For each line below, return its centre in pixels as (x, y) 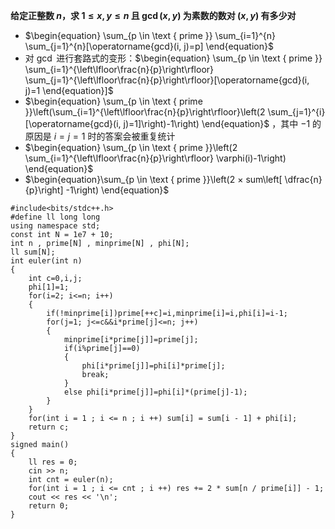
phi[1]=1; (49, 287)
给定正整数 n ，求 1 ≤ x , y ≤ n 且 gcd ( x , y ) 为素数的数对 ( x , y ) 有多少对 (153, 15)
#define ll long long (55, 217)
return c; (49, 427)
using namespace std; (55, 226)
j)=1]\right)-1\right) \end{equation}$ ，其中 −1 (217, 123)
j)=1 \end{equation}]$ (69, 90)
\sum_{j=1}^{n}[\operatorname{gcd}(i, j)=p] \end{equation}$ (149, 46)
